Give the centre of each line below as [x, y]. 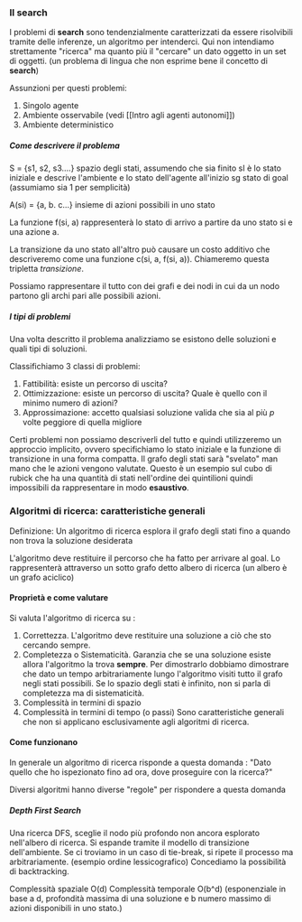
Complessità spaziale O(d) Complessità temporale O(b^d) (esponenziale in [148, 889]
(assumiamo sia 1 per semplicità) [70, 188]
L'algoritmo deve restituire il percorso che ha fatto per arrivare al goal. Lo [145, 558]
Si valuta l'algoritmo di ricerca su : [73, 618]
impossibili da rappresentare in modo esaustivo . [99, 488]
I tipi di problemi [40, 316]
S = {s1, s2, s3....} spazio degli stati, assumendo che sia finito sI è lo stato [146, 168]
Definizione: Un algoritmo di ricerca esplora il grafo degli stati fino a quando [150, 531]
